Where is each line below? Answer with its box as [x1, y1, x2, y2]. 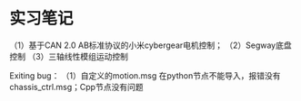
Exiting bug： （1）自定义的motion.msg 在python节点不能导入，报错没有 [9, 69, 281, 81]
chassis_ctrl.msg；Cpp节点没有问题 [9, 81, 144, 92]
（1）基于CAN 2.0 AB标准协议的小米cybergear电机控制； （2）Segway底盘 [9, 40, 293, 50]
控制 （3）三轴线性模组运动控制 [9, 50, 129, 61]
